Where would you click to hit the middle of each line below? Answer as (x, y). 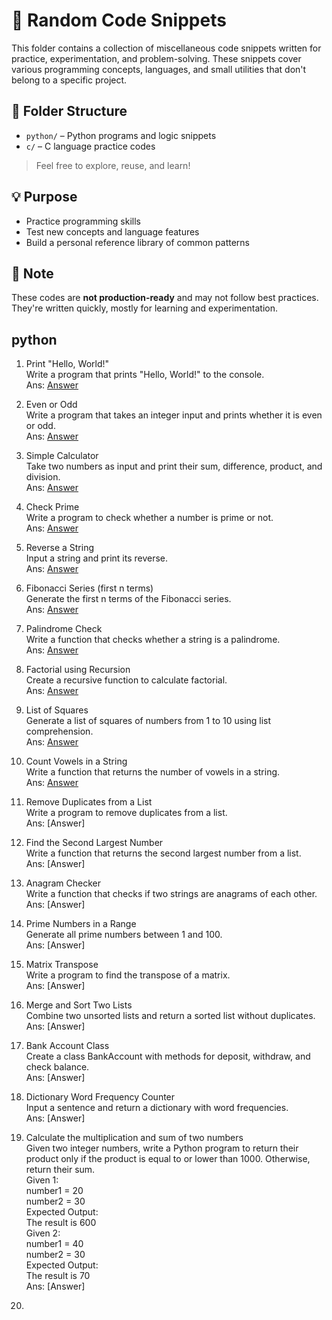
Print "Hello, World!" (67, 364)
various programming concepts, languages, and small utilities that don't (159, 69)
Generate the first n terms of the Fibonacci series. (128, 599)
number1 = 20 (54, 1191)
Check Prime (52, 507)
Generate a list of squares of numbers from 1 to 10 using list (148, 721)
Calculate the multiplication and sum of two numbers (134, 1138)
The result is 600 (61, 1223)
